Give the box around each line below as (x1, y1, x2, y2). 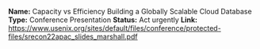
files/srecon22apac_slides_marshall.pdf (8, 32, 138, 41)
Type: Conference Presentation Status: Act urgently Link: (8, 15, 198, 24)
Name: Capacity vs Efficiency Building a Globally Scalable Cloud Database (8, 7, 252, 16)
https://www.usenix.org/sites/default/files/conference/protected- (8, 24, 222, 32)
